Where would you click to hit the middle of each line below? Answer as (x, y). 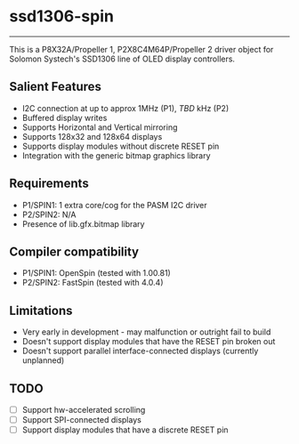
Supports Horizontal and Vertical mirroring (100, 127)
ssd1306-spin (61, 16)
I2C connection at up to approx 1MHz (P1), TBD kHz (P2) (125, 108)
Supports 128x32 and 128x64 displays (92, 136)
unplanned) (43, 360)
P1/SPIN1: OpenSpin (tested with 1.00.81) (96, 273)
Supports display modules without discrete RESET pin (121, 146)
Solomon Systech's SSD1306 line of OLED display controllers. (122, 59)
